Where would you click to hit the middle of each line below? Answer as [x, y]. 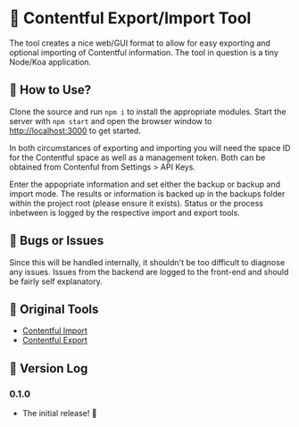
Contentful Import [54, 331]
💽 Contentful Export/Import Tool [130, 18]
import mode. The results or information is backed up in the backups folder [147, 193]
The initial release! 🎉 [59, 414]
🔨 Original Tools [54, 309]
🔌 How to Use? [50, 90]
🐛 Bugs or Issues [57, 241]
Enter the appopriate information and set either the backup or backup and [145, 184]
